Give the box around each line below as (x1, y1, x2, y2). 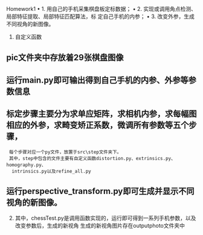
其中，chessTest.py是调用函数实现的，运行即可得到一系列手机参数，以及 (14, 214, 196, 222)
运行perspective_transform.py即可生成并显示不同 (6, 186, 195, 196)
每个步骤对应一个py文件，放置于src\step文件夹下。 (8, 149, 122, 155)
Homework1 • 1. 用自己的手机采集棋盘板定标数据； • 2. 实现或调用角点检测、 (6, 5, 197, 12)
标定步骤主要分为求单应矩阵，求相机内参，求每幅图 (6, 109, 197, 119)
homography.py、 (6, 162, 47, 168)
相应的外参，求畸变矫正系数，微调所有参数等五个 (6, 120, 189, 130)
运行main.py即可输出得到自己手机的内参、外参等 (6, 75, 188, 85)
